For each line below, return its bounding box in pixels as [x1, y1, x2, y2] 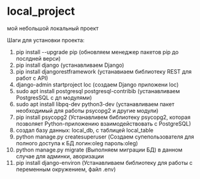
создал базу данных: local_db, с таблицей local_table [15, 126, 154, 134]
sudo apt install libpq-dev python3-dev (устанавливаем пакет [15, 100, 175, 108]
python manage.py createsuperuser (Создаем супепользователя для [15, 133, 194, 140]
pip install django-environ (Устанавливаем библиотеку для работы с [15, 159, 193, 166]
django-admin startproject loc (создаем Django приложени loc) [15, 81, 179, 88]
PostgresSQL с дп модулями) [15, 94, 92, 101]
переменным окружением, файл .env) [15, 166, 116, 173]
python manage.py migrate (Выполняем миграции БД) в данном [15, 146, 183, 153]
